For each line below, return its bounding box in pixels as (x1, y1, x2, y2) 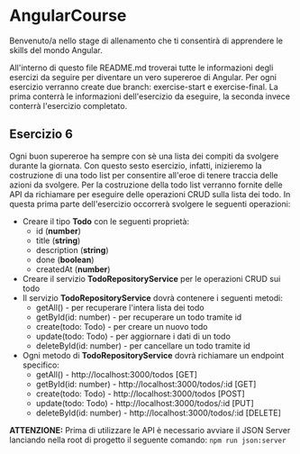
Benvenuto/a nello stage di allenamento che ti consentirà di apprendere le (9, 35, 284, 46)
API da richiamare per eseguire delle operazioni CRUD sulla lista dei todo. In (9, 188, 291, 199)
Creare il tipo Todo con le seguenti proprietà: (22, 215, 190, 226)
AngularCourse (9, 5, 127, 26)
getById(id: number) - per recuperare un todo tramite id (35, 312, 242, 322)
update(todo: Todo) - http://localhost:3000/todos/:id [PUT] (35, 397, 254, 408)
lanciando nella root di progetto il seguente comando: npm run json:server (9, 434, 286, 445)
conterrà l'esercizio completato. (9, 100, 128, 111)
